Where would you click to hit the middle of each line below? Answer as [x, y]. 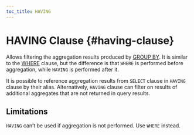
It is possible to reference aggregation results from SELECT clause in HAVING [96, 80]
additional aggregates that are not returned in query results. [78, 93]
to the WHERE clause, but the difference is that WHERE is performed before [95, 63]
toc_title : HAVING [28, 11]
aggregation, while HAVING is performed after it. [62, 69]
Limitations [27, 111]
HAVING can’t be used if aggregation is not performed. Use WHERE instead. [93, 126]
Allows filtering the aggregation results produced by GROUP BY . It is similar [97, 57]
